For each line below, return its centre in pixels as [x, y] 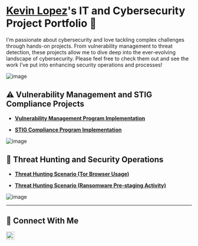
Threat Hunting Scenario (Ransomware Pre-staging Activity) [90, 185]
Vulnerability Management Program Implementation [80, 118]
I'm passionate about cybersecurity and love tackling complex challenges [95, 40]
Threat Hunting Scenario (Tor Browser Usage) [72, 174]
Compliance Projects [45, 104]
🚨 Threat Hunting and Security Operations [85, 160]
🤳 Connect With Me [42, 220]
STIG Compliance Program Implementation [68, 129]
